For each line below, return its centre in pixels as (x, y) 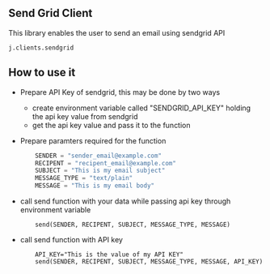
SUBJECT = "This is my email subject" (100, 171)
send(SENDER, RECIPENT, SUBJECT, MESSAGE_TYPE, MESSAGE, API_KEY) (149, 262)
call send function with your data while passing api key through (125, 201)
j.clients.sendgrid (41, 48)
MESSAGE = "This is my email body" (95, 186)
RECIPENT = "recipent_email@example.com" (105, 163)
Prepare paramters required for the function (93, 140)
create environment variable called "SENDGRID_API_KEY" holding (141, 108)
